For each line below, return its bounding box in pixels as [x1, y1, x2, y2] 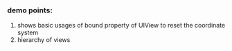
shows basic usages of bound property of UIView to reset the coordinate [17, 21, 226, 30]
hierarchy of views [17, 36, 71, 44]
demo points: [7, 6, 53, 15]
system [17, 28, 39, 37]
